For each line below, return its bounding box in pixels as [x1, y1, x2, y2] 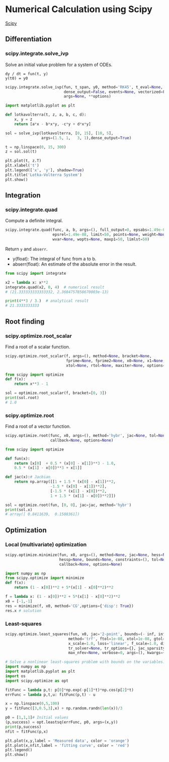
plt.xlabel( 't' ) [5, 163, 39, 168]
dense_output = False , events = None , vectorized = [63, 89, 163, 94]
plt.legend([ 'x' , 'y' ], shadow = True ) [5, 168, 84, 173]
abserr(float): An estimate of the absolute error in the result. [12, 261, 137, 267]
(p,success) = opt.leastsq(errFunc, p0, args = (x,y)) [5, 720, 118, 725]
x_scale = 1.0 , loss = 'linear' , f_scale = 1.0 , [68, 641, 158, 646]
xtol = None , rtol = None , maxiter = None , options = [66, 363, 165, 368]
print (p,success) [5, 724, 42, 729]
